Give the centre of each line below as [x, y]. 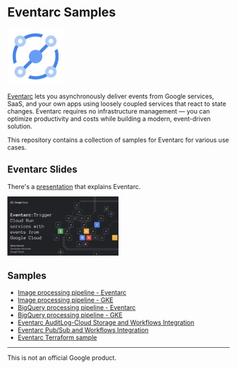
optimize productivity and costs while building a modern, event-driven [109, 119]
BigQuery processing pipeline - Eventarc [77, 307]
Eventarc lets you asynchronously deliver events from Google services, [111, 96]
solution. [20, 126]
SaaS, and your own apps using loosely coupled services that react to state [117, 104]
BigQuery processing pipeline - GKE [70, 315]
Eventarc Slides [42, 170]
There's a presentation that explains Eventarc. [74, 186]
